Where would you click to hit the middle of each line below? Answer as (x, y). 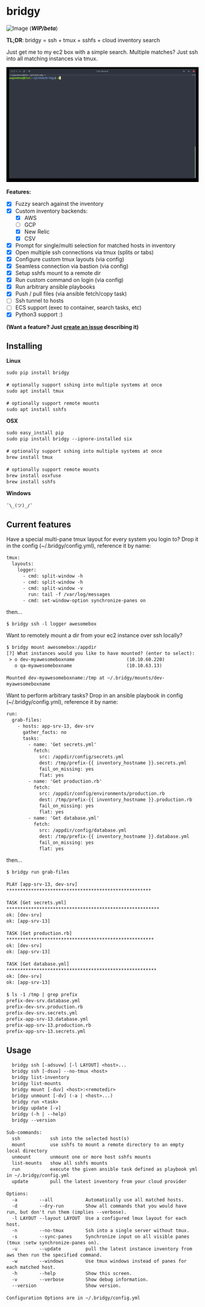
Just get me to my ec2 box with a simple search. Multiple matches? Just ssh (102, 52)
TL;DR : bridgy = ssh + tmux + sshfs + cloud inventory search (83, 40)
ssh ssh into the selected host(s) (71, 1138)
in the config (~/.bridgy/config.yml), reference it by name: (79, 546)
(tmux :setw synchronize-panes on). (53, 1243)
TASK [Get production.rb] (39, 934)
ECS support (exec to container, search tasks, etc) (78, 308)
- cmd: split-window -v (53, 589)
